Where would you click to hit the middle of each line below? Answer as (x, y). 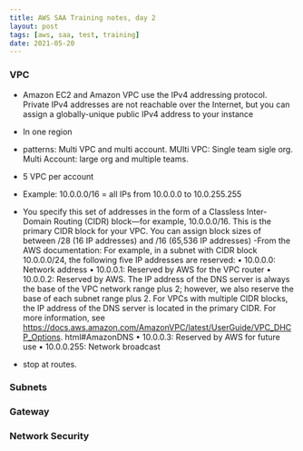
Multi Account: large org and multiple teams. (105, 159)
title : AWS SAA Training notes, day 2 (83, 18)
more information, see (64, 318)
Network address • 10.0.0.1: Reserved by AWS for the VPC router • (147, 270)
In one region (47, 132)
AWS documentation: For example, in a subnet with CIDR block (140, 250)
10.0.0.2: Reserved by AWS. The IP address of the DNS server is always (156, 279)
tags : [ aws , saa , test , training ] (75, 34)
